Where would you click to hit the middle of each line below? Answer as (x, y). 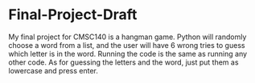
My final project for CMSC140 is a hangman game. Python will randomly (127, 37)
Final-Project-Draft (73, 15)
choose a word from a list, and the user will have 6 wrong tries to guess (127, 45)
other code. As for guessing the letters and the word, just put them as (123, 62)
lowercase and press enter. (53, 70)
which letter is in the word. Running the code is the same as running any (128, 53)
